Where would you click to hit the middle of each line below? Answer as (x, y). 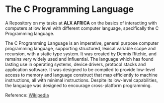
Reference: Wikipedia (27, 95)
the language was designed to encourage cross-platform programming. (79, 85)
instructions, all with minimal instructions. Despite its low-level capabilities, (82, 80)
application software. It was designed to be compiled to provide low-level (80, 69)
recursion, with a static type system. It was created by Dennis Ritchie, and (81, 54)
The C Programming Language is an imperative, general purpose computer (82, 43)
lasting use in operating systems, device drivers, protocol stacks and (76, 64)
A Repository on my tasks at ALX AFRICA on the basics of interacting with (81, 23)
